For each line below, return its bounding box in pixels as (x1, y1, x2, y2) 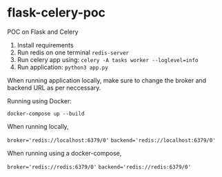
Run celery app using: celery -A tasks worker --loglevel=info (17, 55, 199, 63)
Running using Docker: (7, 96, 72, 105)
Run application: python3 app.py (17, 63, 108, 71)
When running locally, (7, 122, 69, 130)
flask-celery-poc (7, 5, 105, 21)
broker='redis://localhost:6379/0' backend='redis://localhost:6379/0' (7, 136, 216, 144)
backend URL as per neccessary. (7, 83, 101, 92)
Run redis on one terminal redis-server (17, 48, 130, 56)
